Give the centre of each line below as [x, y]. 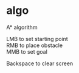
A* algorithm [22, 27]
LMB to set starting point [37, 39]
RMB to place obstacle [34, 45]
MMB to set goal [27, 51]
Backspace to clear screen [40, 63]
